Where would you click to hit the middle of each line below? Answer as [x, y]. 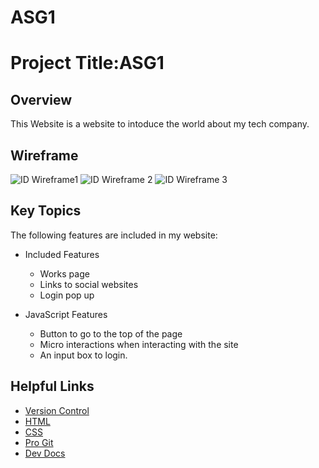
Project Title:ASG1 [87, 63]
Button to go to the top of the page [111, 333]
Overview [41, 99]
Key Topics [46, 211]
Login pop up [67, 295]
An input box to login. [83, 355]
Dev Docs [45, 453]
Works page [64, 273]
